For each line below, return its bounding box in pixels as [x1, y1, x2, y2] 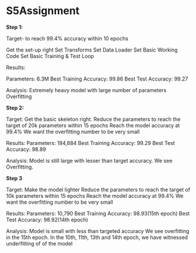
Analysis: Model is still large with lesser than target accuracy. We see [6, 157, 173, 164]
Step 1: [6, 23, 23, 31]
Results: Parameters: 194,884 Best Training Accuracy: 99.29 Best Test [6, 139, 176, 146]
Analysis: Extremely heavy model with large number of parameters [6, 86, 167, 93]
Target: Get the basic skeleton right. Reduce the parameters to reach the [6, 116, 181, 123]
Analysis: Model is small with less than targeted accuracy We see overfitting [6, 227, 190, 234]
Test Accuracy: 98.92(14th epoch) [6, 216, 88, 223]
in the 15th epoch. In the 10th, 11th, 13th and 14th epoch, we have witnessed [6, 234, 188, 241]
